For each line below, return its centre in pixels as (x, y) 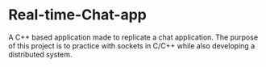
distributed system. (40, 54)
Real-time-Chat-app (77, 15)
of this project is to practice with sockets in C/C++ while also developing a (132, 45)
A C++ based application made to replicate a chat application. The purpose (133, 37)
